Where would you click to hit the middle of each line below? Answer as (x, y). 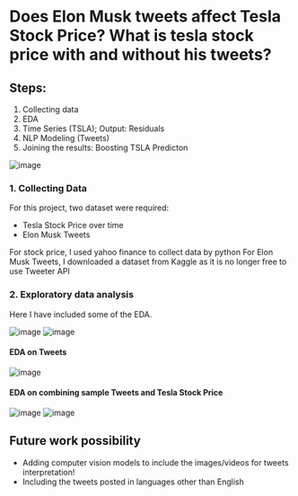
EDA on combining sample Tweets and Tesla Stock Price (116, 393)
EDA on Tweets (38, 352)
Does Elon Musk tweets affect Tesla (145, 17)
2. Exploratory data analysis (72, 295)
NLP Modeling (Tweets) (66, 138)
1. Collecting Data (48, 188)
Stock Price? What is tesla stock (131, 35)
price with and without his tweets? (140, 55)
